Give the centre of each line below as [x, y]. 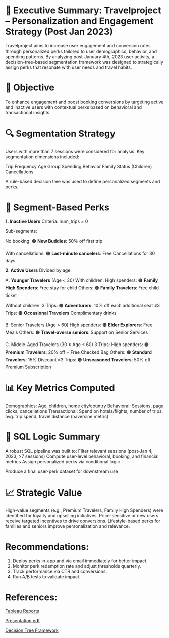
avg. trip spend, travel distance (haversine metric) [57, 416]
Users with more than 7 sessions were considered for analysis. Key [75, 151]
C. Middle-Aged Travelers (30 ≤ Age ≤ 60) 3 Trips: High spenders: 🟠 [77, 344]
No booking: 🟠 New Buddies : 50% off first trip [54, 241]
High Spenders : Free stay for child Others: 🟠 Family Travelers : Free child [82, 288]
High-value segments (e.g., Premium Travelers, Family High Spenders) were [84, 510]
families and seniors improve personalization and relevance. [68, 526]
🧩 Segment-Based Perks [58, 207]
